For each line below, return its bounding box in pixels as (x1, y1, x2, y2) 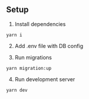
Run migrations (14, 53, 52, 61)
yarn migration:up (6, 65, 52, 71)
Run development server (14, 75, 75, 82)
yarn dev (6, 87, 28, 93)
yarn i (6, 32, 23, 38)
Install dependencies (14, 20, 66, 27)
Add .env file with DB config (14, 42, 84, 49)
